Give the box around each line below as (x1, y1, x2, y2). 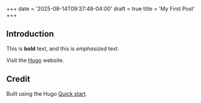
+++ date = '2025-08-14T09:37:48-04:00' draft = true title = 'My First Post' (6, 5, 196, 12)
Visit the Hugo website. (6, 57, 65, 64)
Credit (6, 74, 30, 84)
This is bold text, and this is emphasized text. (6, 45, 119, 52)
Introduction (6, 29, 54, 39)
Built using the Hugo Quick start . (6, 90, 88, 97)
